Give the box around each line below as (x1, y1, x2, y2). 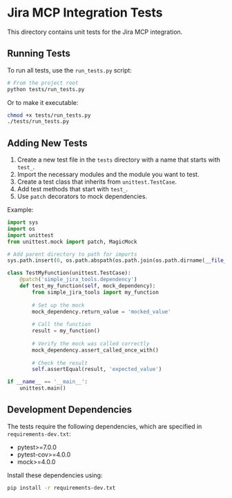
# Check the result (32, 359, 88, 367)
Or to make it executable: (7, 98, 79, 106)
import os (7, 225, 36, 232)
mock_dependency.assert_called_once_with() (32, 347, 159, 354)
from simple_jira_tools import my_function (32, 289, 159, 296)
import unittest (7, 231, 54, 239)
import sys (7, 219, 39, 226)
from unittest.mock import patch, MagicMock (7, 238, 137, 245)
